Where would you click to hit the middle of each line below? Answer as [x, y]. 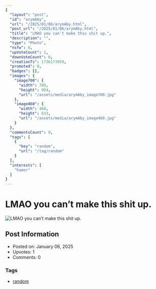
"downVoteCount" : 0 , [31, 57]
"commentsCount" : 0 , [31, 132]
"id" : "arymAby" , [28, 19]
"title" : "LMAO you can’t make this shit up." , [61, 33]
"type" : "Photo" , [28, 43]
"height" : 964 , [35, 90]
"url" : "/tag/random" [41, 151]
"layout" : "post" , [29, 15]
